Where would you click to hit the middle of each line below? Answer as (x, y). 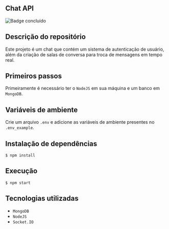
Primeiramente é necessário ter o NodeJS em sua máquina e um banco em (82, 88)
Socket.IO (23, 222)
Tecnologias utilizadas (42, 199)
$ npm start (18, 183)
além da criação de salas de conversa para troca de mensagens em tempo (84, 54)
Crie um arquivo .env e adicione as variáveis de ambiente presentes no (80, 122)
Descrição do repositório (45, 37)
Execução (21, 171)
